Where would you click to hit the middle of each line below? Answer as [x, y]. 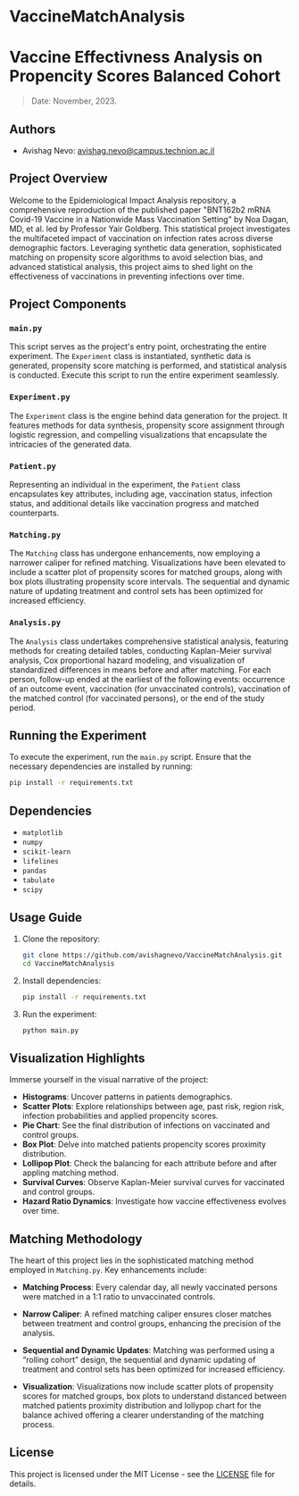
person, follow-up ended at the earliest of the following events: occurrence [147, 679]
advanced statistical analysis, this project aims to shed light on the [131, 266]
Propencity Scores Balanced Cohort [145, 76]
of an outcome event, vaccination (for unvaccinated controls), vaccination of [150, 689]
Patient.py [33, 466]
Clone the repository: [61, 939]
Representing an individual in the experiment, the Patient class [125, 485]
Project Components [68, 304]
